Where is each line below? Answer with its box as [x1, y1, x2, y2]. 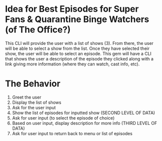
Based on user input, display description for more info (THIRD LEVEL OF [12, 120, 157, 126]
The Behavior [5, 78, 61, 89]
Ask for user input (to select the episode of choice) [12, 115, 115, 121]
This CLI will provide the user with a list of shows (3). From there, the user [5, 40, 154, 46]
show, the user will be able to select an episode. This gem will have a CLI [5, 50, 152, 57]
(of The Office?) [5, 24, 71, 35]
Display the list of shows [12, 99, 61, 105]
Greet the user [12, 94, 41, 100]
